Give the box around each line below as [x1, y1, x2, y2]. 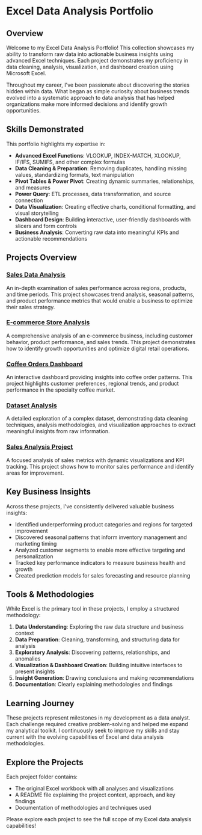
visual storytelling [14, 209, 59, 217]
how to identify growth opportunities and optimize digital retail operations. [6, 345, 189, 352]
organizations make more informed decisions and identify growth [6, 100, 168, 108]
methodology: [6, 612, 41, 619]
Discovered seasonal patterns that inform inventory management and [14, 534, 188, 541]
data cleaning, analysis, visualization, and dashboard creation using [6, 63, 174, 70]
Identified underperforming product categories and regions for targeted [14, 520, 192, 528]
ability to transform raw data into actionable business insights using [6, 51, 174, 58]
